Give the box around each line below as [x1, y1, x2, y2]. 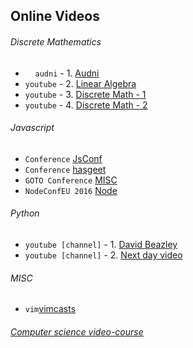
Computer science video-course [10, 325, 144, 338]
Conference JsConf [24, 152, 103, 164]
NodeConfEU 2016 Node [24, 184, 118, 196]
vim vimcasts [24, 303, 77, 315]
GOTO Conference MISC [24, 174, 118, 186]
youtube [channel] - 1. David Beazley [24, 239, 178, 250]
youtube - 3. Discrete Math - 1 [24, 88, 147, 100]
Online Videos [10, 8, 100, 25]
